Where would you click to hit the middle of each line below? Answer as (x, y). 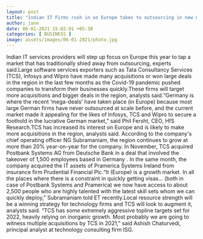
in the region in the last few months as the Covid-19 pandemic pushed (93, 82)
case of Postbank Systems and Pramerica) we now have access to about (97, 185)
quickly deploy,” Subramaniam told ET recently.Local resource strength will (99, 197)
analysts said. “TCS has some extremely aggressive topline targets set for (98, 210)
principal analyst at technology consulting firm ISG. (70, 230)
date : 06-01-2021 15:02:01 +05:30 (50, 29)
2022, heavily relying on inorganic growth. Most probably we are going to (98, 217)
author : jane (23, 23)
